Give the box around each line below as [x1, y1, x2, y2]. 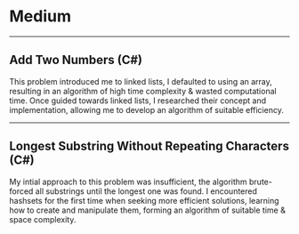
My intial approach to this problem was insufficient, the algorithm [9, 176, 247, 187]
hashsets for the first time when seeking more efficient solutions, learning [9, 195, 279, 206]
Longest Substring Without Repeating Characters [9, 139, 289, 154]
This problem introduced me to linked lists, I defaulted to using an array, [9, 76, 273, 86]
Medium [9, 6, 71, 27]
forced [9, 185, 34, 197]
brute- [248, 176, 273, 187]
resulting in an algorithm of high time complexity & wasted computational [9, 85, 278, 96]
